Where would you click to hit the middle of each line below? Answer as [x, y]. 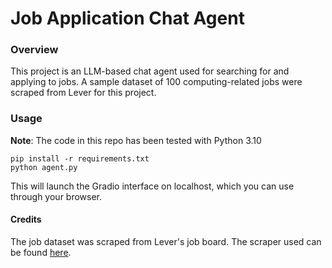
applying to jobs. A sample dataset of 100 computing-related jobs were [156, 82]
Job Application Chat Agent [127, 18]
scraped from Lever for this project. [83, 93]
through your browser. [56, 196]
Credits [26, 219]
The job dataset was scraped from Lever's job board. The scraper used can [166, 241]
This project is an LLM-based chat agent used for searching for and [150, 71]
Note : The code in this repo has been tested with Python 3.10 [136, 140]
